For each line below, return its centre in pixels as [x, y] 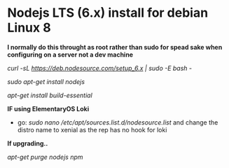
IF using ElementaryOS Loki [48, 108]
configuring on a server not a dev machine [70, 55]
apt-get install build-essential [50, 95]
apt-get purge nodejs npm [45, 157]
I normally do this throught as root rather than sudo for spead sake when [115, 47]
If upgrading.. [28, 143]
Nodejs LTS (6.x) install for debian [108, 13]
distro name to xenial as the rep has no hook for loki [92, 129]
